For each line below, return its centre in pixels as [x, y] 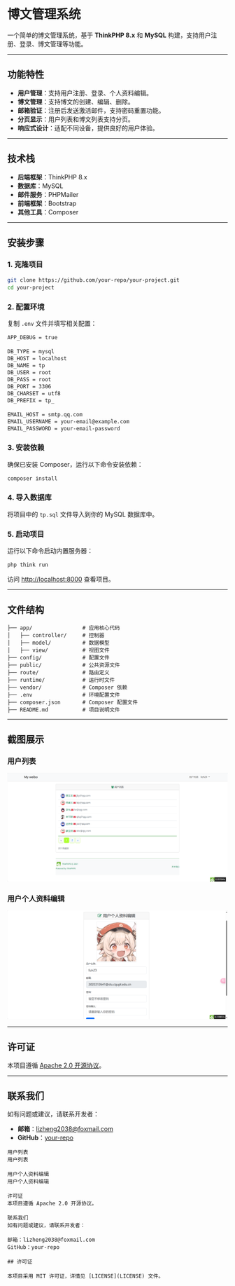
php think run [28, 565]
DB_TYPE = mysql [31, 352]
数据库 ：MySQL [40, 186]
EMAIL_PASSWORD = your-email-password [64, 429]
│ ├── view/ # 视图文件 [58, 650]
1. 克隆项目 [25, 264]
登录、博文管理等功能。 [53, 43]
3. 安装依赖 [26, 448]
